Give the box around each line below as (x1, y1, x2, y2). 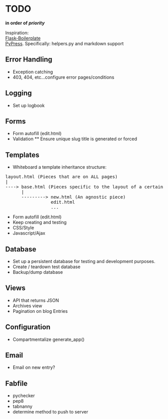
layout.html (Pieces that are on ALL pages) (5, 174, 118, 180)
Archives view (12, 303, 42, 309)
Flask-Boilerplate (5, 35, 41, 41)
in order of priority (5, 20, 45, 26)
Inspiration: (5, 29, 29, 36)
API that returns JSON (12, 297, 59, 303)
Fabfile (5, 379, 28, 388)
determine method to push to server (12, 409, 88, 415)
